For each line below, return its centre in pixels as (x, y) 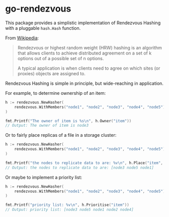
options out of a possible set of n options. (61, 58)
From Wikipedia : (22, 38)
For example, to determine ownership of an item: (56, 93)
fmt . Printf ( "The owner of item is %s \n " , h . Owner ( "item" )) (68, 121)
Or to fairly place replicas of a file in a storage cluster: (61, 135)
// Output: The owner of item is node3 (47, 126)
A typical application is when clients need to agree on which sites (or (89, 68)
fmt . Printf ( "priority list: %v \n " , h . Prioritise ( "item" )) (67, 205)
